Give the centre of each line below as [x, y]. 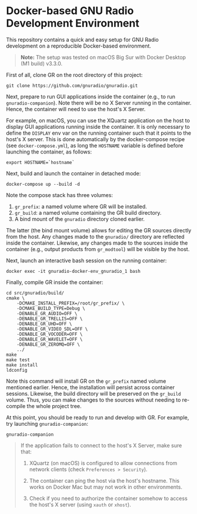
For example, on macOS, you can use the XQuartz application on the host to [98, 120]
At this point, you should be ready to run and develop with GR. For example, [98, 417]
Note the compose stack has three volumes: [60, 195]
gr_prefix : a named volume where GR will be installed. [81, 206]
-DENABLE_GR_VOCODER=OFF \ [50, 334]
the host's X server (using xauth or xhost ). [80, 505]
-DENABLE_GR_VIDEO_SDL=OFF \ [52, 329]
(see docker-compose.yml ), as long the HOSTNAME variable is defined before [95, 145]
